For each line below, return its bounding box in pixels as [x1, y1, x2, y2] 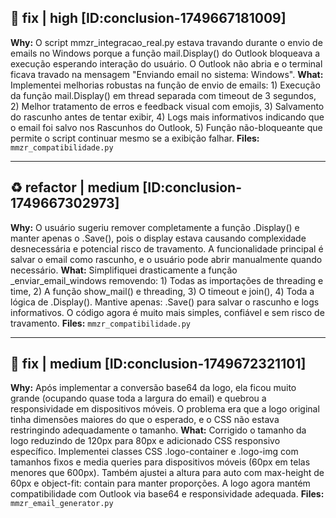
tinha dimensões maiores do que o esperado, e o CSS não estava [10, 414, 280, 426]
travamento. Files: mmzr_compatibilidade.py [10, 317, 191, 329]
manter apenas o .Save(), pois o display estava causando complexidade [10, 232, 307, 244]
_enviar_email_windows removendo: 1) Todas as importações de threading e [10, 274, 324, 286]
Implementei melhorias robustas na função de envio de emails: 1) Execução [10, 79, 321, 91]
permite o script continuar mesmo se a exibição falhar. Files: [10, 132, 260, 144]
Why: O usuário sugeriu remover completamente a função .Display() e [10, 221, 300, 233]
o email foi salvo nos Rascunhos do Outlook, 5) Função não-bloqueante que [10, 121, 323, 133]
